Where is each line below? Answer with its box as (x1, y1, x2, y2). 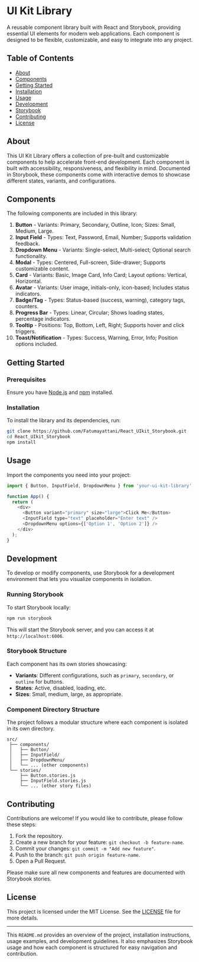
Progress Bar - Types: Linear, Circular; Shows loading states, (15, 309, 165, 317)
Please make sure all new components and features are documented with (6, 869, 185, 876)
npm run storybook (6, 615, 52, 621)
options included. (15, 341, 58, 348)
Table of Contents (6, 53, 74, 63)
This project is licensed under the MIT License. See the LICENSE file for (6, 908, 181, 915)
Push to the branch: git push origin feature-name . (15, 851, 141, 858)
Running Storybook (6, 591, 64, 599)
